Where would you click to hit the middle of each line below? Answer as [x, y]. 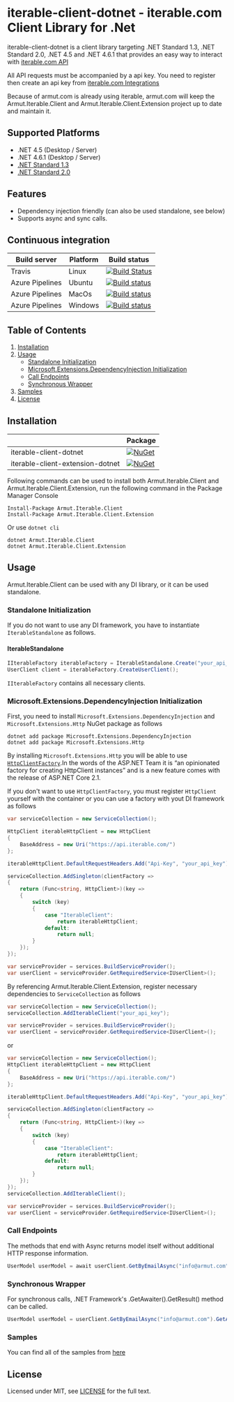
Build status [129, 259]
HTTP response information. [48, 1253]
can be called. [28, 1306]
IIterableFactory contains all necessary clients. [76, 683]
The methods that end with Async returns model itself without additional [111, 1246]
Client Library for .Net [71, 28]
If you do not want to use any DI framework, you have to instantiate [103, 625]
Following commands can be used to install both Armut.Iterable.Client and [113, 481]
